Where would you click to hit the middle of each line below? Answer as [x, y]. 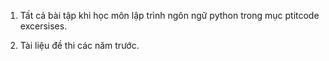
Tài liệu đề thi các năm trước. [79, 45]
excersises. [43, 26]
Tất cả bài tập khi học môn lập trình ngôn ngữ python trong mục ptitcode [169, 15]
